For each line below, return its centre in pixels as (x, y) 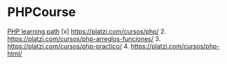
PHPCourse (42, 12)
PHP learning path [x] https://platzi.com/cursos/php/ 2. (87, 31)
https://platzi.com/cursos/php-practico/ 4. (68, 46)
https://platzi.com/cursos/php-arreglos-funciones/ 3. (84, 38)
